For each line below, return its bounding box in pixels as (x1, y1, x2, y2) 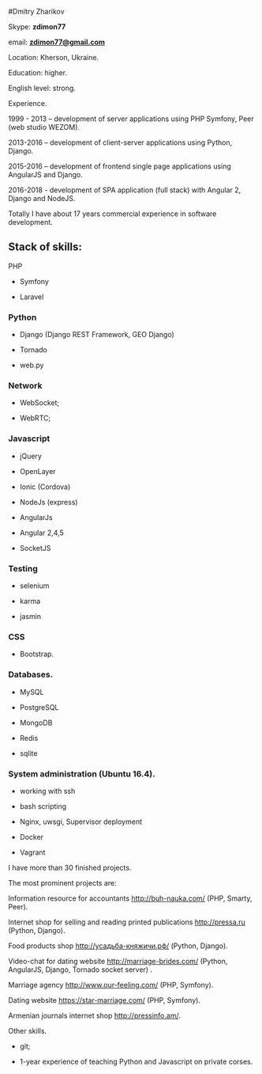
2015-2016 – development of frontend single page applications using (8, 161, 231, 171)
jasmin (19, 612, 42, 620)
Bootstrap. (19, 649, 54, 659)
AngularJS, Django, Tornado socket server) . (8, 965, 152, 974)
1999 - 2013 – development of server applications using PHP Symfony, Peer (8, 114, 254, 123)
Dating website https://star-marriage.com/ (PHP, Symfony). (8, 995, 201, 1004)
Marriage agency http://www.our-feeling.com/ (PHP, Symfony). (8, 980, 214, 989)
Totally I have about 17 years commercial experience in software (8, 209, 217, 218)
